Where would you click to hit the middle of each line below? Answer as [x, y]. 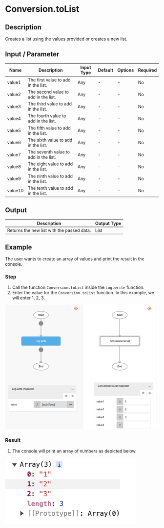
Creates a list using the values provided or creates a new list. [66, 39]
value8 [14, 166]
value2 [14, 95]
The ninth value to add [50, 176]
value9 [14, 179]
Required [147, 70]
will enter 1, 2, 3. [29, 298]
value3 [14, 106]
